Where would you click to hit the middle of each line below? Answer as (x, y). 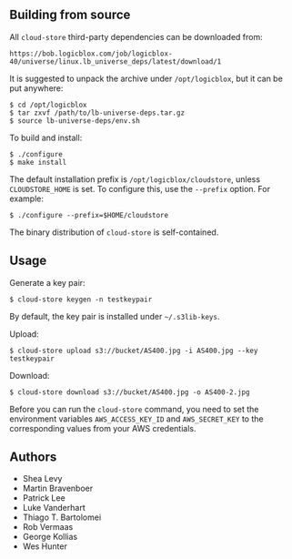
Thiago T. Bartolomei (62, 517)
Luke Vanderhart (54, 508)
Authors (33, 457)
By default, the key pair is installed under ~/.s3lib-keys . (115, 316)
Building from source (70, 15)
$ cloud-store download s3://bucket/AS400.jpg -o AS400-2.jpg (130, 392)
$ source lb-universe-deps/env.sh (75, 121)
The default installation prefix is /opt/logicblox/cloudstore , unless (135, 179)
